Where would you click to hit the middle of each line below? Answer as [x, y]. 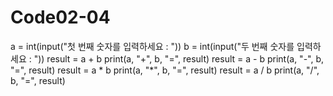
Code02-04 [60, 17]
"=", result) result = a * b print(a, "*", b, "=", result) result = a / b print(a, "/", [165, 70]
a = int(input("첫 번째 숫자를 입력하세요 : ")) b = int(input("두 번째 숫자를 [152, 46]
